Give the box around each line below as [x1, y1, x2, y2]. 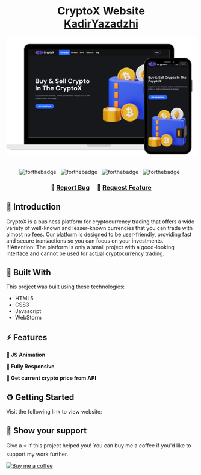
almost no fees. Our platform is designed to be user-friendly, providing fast [6, 231, 192, 238]
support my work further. [6, 450, 69, 458]
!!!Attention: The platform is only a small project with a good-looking [6, 243, 175, 250]
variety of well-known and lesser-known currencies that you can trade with [6, 224, 193, 231]
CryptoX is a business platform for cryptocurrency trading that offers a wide [6, 218, 194, 225]
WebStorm [14, 314, 42, 321]
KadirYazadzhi [64, 17, 138, 31]
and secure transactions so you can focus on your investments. [6, 237, 164, 244]
